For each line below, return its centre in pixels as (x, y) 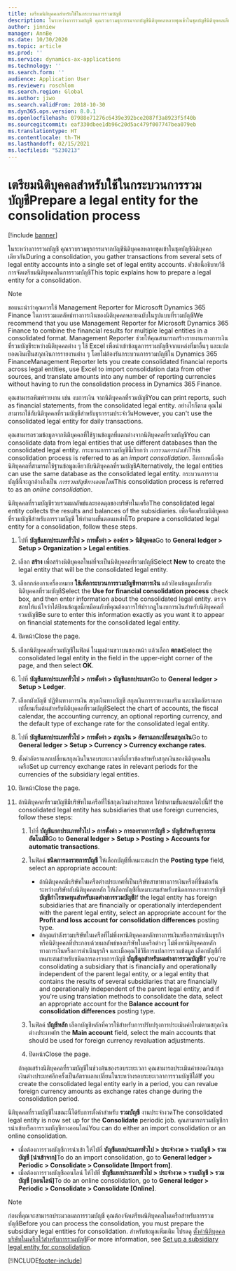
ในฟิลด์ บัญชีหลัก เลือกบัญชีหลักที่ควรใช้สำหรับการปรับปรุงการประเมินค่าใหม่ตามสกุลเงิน (128, 1025)
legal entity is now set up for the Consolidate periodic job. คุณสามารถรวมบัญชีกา (118, 1120)
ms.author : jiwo (32, 99)
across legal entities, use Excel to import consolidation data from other (110, 369)
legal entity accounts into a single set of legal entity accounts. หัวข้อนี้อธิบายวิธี (116, 264)
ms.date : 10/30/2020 (38, 40)
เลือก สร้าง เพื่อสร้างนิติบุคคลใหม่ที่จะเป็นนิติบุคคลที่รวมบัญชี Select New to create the (122, 562)
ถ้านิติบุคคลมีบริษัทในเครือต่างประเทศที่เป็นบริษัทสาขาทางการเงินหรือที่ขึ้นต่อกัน (129, 881)
